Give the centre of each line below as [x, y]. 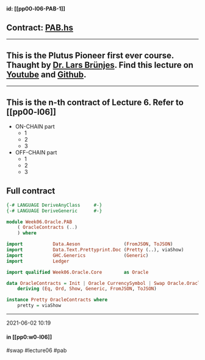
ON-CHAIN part [35, 127]
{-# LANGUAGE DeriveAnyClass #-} [54, 205]
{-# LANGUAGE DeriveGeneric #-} [54, 211]
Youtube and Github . [46, 74]
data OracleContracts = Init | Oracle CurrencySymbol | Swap [86, 283]
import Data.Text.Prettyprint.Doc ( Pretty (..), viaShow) [95, 250]
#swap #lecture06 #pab [37, 350]
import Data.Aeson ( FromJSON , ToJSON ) [90, 244]
